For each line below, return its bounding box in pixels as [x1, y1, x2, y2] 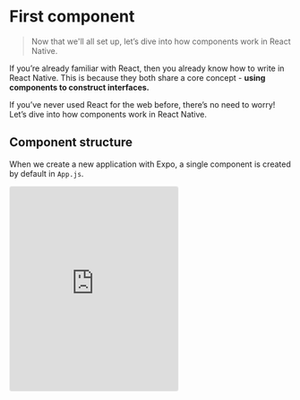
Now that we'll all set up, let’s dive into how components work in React [30, 36, 291, 47]
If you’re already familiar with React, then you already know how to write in [9, 63, 285, 74]
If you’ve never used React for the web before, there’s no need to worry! [9, 99, 276, 109]
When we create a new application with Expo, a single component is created [9, 159, 291, 170]
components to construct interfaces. [9, 82, 150, 92]
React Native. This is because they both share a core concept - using [9, 72, 266, 83]
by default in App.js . [9, 168, 84, 178]
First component [9, 6, 135, 27]
